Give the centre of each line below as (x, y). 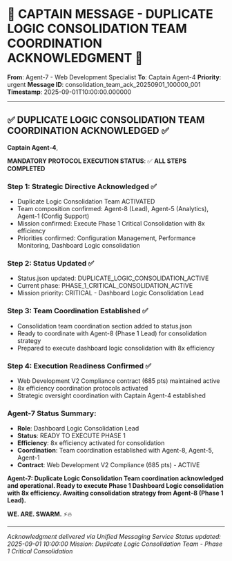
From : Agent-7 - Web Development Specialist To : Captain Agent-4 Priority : (114, 77)
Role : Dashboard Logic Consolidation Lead (78, 429)
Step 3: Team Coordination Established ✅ (78, 311)
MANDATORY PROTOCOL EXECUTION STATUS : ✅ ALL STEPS (97, 161)
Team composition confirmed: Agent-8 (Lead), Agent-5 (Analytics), (113, 209)
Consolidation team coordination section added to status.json (104, 326)
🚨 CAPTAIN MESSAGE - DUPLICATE (110, 14)
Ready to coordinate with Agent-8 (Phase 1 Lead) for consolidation (112, 333)
